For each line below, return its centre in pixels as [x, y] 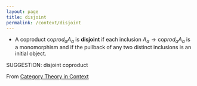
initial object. [30, 53]
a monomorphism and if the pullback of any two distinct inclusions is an [103, 47]
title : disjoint [26, 17]
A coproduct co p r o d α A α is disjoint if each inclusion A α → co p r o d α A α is [103, 40]
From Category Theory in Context [47, 77]
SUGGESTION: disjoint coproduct [47, 65]
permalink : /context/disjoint [44, 23]
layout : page [22, 12]
